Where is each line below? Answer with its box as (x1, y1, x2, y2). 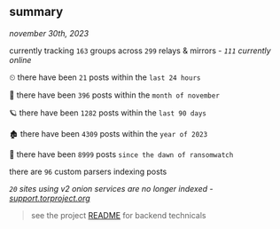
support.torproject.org (9, 193, 90, 203)
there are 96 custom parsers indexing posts (9, 166, 167, 177)
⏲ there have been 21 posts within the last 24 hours (9, 72, 201, 83)
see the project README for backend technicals (30, 209, 206, 220)
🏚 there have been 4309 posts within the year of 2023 (9, 128, 208, 138)
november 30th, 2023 (9, 28, 89, 38)
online (9, 54, 32, 65)
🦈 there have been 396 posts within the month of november (9, 90, 220, 100)
